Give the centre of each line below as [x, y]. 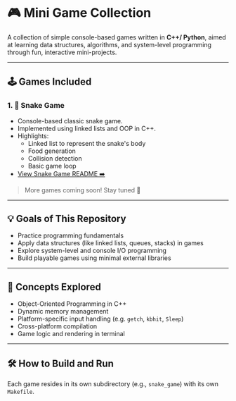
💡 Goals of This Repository [67, 219]
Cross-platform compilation [57, 326]
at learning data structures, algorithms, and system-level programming [110, 44]
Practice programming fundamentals [71, 235]
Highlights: [33, 136]
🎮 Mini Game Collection [79, 13]
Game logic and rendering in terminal [71, 334]
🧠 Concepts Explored [54, 286]
